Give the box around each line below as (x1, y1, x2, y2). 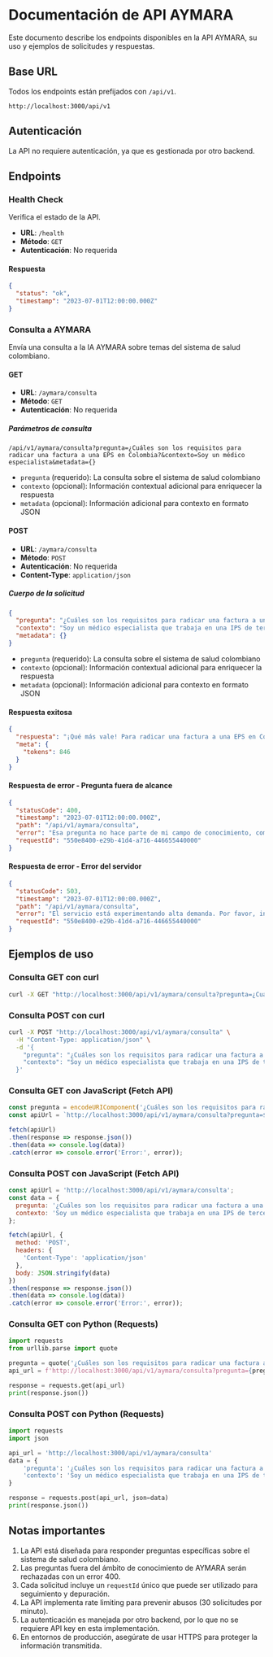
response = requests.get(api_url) (8, 1381, 126, 1389)
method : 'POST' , (15, 1239, 71, 1247)
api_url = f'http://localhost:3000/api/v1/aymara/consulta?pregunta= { (8, 1367, 253, 1376)
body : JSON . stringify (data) (15, 1269, 111, 1277)
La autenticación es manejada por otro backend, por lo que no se (19, 1615, 239, 1624)
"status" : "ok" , (15, 290, 71, 298)
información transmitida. (19, 1641, 102, 1650)
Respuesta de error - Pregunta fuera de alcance (8, 781, 173, 791)
